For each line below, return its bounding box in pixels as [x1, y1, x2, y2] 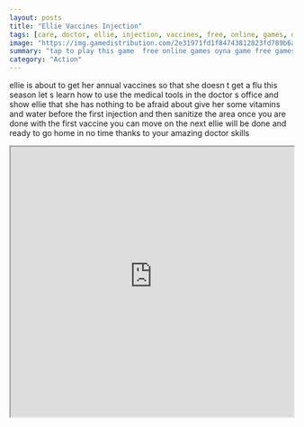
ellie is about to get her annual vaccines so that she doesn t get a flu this [9, 80, 278, 90]
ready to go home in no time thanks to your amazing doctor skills [9, 128, 250, 138]
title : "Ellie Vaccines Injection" [9, 22, 143, 31]
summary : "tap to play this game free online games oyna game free [9, 47, 272, 56]
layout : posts [9, 13, 63, 23]
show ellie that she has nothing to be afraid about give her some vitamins [9, 99, 281, 109]
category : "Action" [9, 55, 83, 64]
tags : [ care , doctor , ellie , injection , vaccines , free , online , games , [9, 30, 288, 39]
